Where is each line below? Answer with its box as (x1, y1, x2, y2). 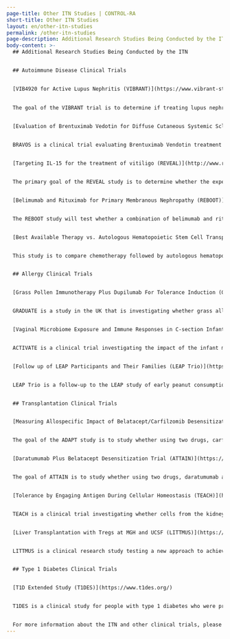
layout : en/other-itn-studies (6, 23, 93, 30)
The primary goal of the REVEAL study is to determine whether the (12, 178, 210, 185)
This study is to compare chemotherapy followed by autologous (12, 252, 197, 259)
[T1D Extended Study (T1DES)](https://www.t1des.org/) (12, 585, 173, 591)
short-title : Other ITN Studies (6, 17, 99, 23)
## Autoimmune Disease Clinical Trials (12, 67, 127, 74)
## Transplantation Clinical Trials (12, 400, 117, 407)
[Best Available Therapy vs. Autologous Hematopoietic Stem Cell (12, 233, 204, 241)
